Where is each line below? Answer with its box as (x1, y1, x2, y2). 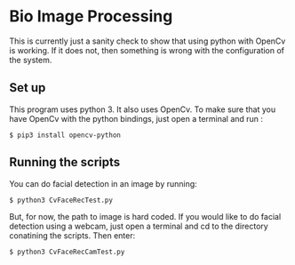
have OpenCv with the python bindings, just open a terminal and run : (9, 113, 264, 124)
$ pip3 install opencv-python (9, 131, 122, 140)
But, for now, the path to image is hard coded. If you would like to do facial (9, 211, 282, 221)
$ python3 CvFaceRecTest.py (9, 196, 114, 205)
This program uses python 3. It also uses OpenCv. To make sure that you (9, 104, 276, 115)
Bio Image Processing (9, 6, 173, 27)
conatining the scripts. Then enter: (9, 229, 136, 241)
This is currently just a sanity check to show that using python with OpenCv (9, 36, 286, 46)
